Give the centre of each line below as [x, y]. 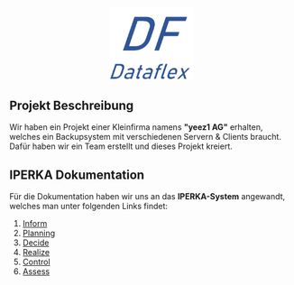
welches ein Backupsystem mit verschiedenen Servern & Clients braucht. [146, 137]
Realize [36, 253]
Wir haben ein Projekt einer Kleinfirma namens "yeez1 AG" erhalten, [136, 127]
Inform [35, 224]
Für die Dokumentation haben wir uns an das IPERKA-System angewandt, [147, 197]
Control [37, 262]
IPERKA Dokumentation [77, 175]
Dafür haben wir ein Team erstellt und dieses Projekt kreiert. [121, 146]
